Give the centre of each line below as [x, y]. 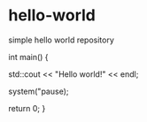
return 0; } [27, 108]
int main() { [29, 57]
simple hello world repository [61, 40]
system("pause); [39, 91]
